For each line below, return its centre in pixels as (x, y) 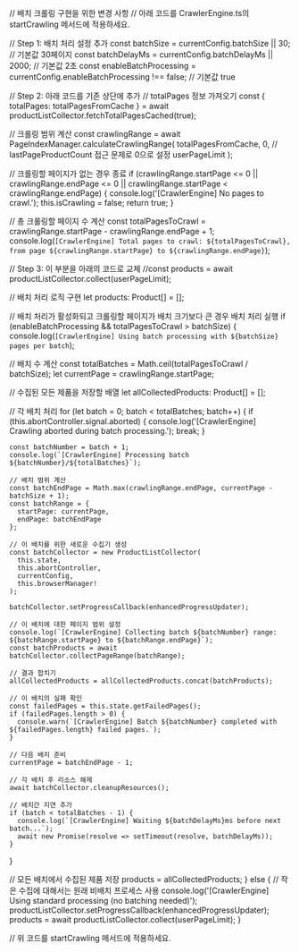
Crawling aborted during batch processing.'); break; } (107, 431)
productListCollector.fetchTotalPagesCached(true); (103, 115)
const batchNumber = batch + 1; (69, 447)
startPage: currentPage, (63, 512)
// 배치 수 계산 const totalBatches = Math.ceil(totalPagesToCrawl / (129, 364)
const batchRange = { (50, 504)
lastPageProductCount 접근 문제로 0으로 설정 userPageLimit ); (121, 154)
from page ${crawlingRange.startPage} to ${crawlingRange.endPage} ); (140, 250)
